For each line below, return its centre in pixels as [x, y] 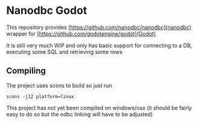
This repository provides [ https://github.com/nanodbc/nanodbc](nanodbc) [99, 27]
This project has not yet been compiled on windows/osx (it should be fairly [99, 108]
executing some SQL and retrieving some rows [64, 51]
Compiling [26, 71]
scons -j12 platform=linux [40, 96]
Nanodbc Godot [47, 11]
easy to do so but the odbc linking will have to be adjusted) [79, 114]
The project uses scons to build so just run [59, 85]
